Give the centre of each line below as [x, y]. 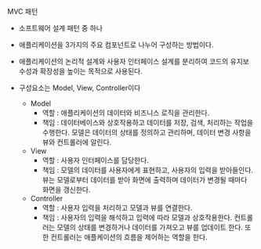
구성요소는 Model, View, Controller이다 [80, 88]
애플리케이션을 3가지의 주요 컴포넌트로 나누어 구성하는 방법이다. [116, 45]
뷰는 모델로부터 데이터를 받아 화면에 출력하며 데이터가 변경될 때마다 [145, 180]
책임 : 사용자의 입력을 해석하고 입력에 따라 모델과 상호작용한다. [137, 217]
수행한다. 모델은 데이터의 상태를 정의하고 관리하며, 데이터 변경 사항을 [147, 132]
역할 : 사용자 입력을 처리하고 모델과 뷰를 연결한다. [117, 207]
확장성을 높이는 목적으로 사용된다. [91, 71]
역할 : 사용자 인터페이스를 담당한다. [96, 160]
